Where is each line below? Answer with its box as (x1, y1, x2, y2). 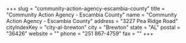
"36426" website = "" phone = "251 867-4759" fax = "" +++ (6, 30, 154, 37)
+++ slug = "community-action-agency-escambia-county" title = (6, 5, 165, 12)
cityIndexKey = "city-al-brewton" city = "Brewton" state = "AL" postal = (6, 24, 181, 31)
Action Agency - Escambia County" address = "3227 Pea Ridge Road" (6, 18, 178, 24)
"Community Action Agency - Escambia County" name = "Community (6, 11, 177, 18)
